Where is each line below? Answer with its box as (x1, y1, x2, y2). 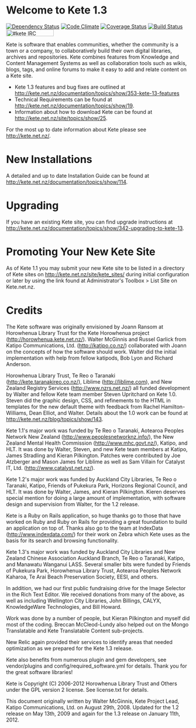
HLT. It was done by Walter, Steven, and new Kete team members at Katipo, (6, 445, 188, 452)
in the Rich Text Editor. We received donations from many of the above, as (6, 591, 185, 598)
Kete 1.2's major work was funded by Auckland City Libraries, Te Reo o (6, 476, 177, 483)
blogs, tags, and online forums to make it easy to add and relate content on (6, 66, 187, 73)
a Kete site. (6, 72, 33, 79)
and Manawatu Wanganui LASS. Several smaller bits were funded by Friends (6, 561, 191, 568)
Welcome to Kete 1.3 (6, 4, 108, 17)
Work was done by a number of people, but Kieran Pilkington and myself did (6, 614, 190, 622)
